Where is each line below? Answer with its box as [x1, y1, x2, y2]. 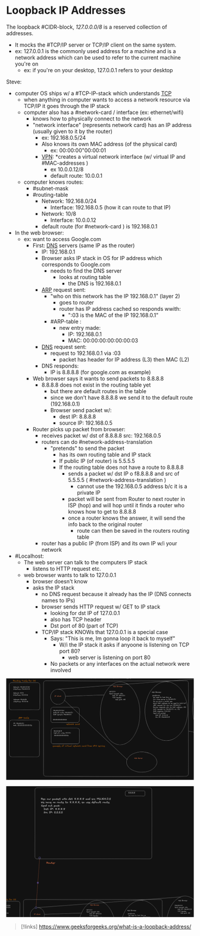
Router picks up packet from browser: [32, 425, 126, 433]
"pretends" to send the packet [50, 444, 125, 452]
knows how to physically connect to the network [32, 115, 152, 122]
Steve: [6, 78, 22, 85]
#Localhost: [14, 552, 45, 560]
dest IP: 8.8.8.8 [59, 413, 96, 420]
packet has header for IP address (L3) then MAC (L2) [59, 356, 189, 363]
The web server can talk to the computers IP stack [23, 558, 148, 566]
